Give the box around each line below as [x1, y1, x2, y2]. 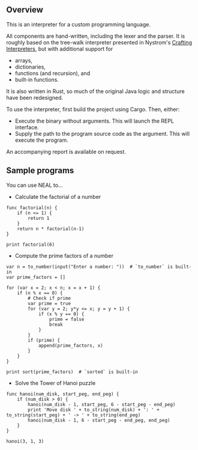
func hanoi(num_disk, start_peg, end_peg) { [6, 391, 119, 397]
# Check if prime [28, 295, 71, 301]
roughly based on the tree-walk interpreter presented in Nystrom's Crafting [6, 38, 192, 46]
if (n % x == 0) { [17, 290, 63, 296]
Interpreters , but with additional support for [6, 45, 113, 52]
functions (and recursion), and [14, 69, 91, 77]
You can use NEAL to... [6, 181, 63, 189]
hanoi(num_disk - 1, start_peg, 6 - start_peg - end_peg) [28, 401, 176, 407]
